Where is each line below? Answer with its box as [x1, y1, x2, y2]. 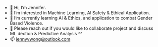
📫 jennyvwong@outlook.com [9, 36, 71, 42]
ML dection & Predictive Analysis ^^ [9, 31, 83, 36]
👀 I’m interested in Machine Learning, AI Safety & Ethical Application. [9, 10, 150, 16]
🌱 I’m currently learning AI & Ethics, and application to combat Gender [9, 15, 153, 21]
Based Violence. [9, 20, 44, 26]
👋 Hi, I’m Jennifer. [9, 5, 46, 10]
